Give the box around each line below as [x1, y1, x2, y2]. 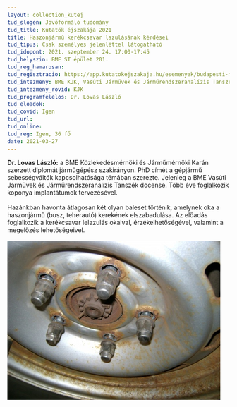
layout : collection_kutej [7, 11, 83, 18]
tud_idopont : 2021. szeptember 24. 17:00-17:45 [7, 49, 150, 56]
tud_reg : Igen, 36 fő [7, 130, 71, 138]
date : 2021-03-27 [7, 138, 59, 145]
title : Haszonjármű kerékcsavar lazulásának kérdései [7, 34, 169, 41]
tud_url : [7, 116, 33, 123]
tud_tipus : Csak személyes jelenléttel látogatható [7, 41, 162, 49]
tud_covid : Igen [7, 108, 55, 116]
